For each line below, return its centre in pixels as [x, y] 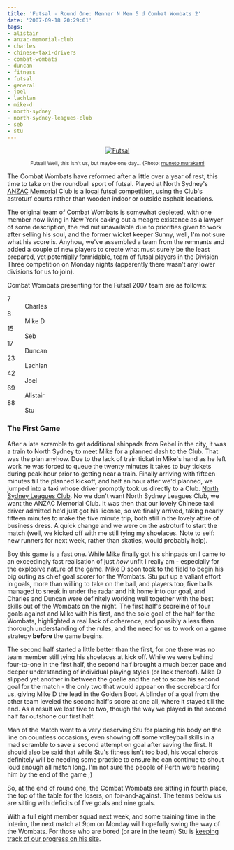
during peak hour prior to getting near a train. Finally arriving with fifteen [111, 474]
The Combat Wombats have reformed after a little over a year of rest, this [112, 176]
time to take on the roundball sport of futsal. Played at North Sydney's [108, 184]
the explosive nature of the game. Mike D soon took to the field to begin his [115, 569]
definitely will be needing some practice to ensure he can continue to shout [116, 759]
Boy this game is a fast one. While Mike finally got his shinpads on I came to [116, 554]
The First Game [34, 429]
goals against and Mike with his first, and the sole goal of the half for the [111, 614]
